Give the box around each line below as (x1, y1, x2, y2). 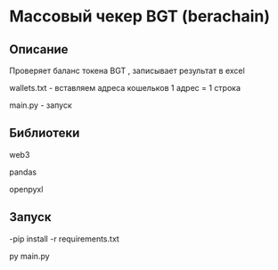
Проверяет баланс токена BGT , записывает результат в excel (9, 65, 245, 76)
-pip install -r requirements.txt (9, 233, 120, 244)
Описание (9, 42, 69, 57)
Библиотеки (9, 126, 80, 141)
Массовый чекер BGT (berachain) (9, 6, 270, 27)
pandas (9, 167, 37, 177)
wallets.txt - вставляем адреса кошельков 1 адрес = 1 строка (9, 83, 241, 93)
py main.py (9, 250, 51, 261)
